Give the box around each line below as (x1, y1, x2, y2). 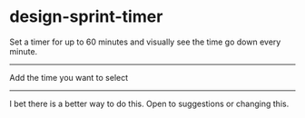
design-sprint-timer (9, 6, 163, 27)
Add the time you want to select (9, 72, 129, 83)
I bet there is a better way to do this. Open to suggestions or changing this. (9, 98, 290, 109)
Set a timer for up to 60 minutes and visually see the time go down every (9, 36, 281, 47)
